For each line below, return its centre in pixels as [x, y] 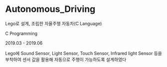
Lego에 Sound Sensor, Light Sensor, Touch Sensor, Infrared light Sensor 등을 [83, 53]
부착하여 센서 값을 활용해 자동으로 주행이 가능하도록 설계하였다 [66, 59]
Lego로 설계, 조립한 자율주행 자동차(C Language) [54, 23]
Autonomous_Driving [50, 9]
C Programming [21, 33]
